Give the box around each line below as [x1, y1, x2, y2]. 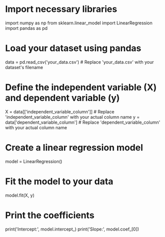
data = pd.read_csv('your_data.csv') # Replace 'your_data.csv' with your [5, 59, 154, 65]
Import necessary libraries [5, 3, 117, 15]
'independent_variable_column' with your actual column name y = [5, 114, 140, 120]
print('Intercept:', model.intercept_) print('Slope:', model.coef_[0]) [5, 226, 140, 232]
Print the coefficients [5, 210, 95, 221]
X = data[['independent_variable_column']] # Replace [5, 108, 115, 115]
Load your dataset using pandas [5, 43, 142, 54]
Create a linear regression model [5, 142, 143, 153]
